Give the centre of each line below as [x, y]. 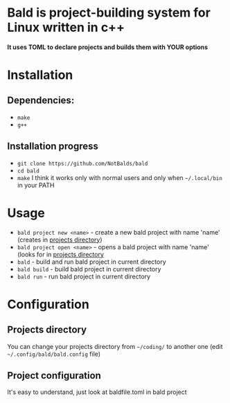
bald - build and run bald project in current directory [91, 262]
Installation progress [53, 146]
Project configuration [54, 375]
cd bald [28, 171]
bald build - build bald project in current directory [89, 269]
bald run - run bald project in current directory [84, 276]
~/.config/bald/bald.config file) [54, 354]
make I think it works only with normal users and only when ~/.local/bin [120, 177]
